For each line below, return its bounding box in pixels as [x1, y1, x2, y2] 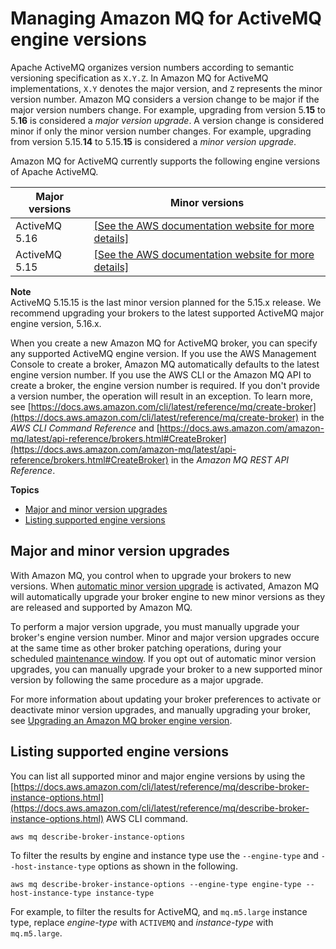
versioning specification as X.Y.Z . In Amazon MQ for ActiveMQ [10, 72, 269, 84]
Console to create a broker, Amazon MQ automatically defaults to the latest [10, 358, 320, 370]
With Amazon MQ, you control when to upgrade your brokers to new [10, 569, 292, 581]
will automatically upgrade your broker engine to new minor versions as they [10, 590, 326, 602]
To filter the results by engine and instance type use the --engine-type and [10, 849, 319, 861]
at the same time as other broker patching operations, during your [10, 642, 282, 654]
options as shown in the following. [97, 860, 238, 872]
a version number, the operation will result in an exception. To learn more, [10, 390, 314, 402]
